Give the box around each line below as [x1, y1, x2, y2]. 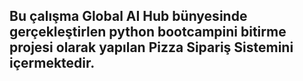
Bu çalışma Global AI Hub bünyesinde [9, 8, 248, 25]
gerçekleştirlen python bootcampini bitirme [9, 24, 287, 41]
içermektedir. [9, 55, 96, 72]
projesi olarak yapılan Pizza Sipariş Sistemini [9, 39, 294, 56]
